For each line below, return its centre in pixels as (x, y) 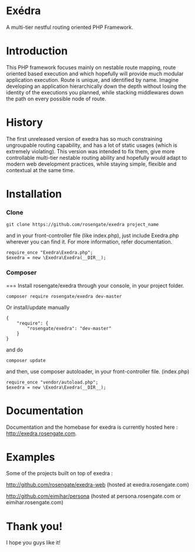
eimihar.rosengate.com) (35, 502)
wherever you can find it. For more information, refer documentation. (89, 242)
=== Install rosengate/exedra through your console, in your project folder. (95, 285)
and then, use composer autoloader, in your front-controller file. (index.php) (98, 371)
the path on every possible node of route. (56, 98)
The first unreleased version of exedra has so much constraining (84, 139)
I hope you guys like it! (33, 543)
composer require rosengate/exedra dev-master (64, 296)
